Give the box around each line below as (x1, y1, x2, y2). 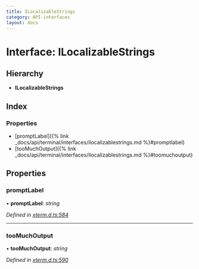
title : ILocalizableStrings (6, 8, 76, 15)
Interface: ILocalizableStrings (6, 45, 155, 59)
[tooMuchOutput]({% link (14, 145, 76, 153)
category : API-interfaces (6, 14, 70, 20)
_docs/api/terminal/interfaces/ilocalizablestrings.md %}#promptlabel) (14, 139, 185, 146)
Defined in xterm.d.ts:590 (6, 257, 69, 264)
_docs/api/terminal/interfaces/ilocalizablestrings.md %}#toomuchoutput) (14, 151, 193, 158)
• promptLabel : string (6, 199, 60, 207)
